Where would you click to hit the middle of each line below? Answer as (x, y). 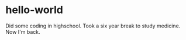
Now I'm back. (23, 31)
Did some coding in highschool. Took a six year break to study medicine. (93, 26)
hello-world (35, 10)
